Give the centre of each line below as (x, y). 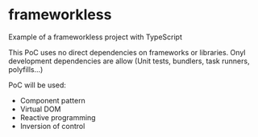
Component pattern (53, 100)
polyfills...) (26, 69)
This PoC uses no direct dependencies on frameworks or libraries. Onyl (127, 52)
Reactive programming (58, 117)
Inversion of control (52, 126)
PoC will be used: (37, 85)
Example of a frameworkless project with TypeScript (96, 37)
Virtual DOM (40, 109)
